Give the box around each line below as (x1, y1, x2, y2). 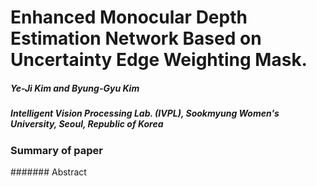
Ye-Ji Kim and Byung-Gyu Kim (10, 82, 140, 94)
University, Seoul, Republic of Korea (10, 118, 164, 130)
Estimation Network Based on (10, 27, 262, 50)
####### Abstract (10, 166, 87, 178)
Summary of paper (10, 143, 104, 157)
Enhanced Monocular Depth (10, 6, 248, 29)
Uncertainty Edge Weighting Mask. (10, 49, 308, 71)
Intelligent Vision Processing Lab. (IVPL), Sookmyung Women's (10, 107, 280, 120)
